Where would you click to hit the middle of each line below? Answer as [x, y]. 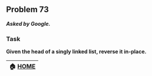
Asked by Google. [28, 23]
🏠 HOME [22, 67]
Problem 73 [27, 10]
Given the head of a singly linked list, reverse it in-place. [76, 51]
